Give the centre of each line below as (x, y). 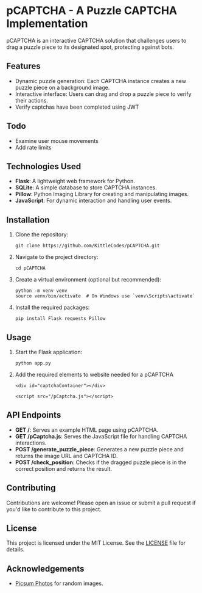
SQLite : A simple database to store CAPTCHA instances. (86, 187)
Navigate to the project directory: (57, 257)
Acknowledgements (45, 569)
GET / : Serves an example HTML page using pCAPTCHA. (87, 430)
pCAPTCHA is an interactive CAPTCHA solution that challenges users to (96, 40)
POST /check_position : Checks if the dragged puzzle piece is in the (101, 462)
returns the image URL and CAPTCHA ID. (66, 456)
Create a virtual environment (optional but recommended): (88, 280)
